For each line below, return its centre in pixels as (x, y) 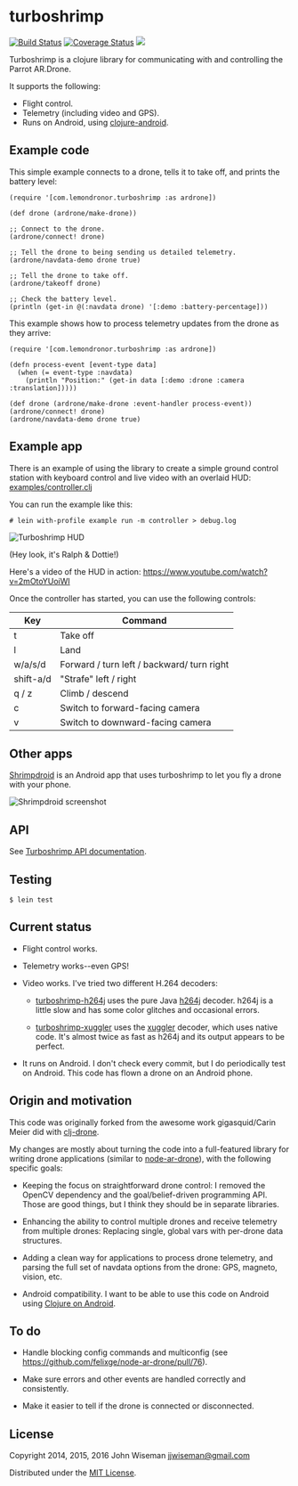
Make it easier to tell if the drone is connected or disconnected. (138, 1406)
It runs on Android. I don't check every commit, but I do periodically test (154, 1063)
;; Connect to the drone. (57, 229)
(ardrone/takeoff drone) (55, 283)
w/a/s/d (30, 664)
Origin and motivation (71, 1101)
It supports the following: (55, 86)
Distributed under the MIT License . (73, 1473)
